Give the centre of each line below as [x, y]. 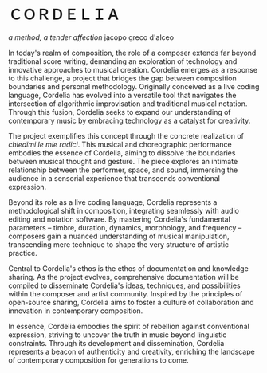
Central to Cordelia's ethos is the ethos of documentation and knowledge [128, 268]
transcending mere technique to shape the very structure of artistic [119, 244]
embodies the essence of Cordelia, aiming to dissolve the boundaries [122, 153]
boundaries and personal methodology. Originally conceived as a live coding [134, 86]
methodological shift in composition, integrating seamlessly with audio [124, 210]
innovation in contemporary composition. [76, 311]
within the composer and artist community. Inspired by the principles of [126, 293]
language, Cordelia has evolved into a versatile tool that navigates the [122, 95]
